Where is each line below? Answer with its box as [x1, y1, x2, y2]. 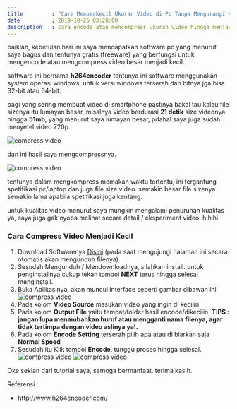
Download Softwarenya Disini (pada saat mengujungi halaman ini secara [17, 247, 228, 256]
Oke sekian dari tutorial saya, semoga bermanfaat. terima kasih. [7, 366, 193, 374]
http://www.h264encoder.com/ [17, 393, 108, 402]
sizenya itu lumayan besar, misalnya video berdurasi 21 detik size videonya [7, 107, 226, 117]
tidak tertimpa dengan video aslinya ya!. [17, 322, 139, 331]
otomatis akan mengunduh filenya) [17, 255, 119, 263]
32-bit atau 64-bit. [7, 86, 61, 95]
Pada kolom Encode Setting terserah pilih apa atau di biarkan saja [17, 330, 210, 338]
